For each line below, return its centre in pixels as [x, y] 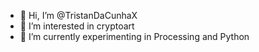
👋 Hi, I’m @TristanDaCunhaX [78, 15]
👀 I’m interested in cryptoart [77, 26]
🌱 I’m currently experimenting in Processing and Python [134, 36]
